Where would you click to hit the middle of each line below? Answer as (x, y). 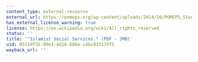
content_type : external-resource (47, 12)
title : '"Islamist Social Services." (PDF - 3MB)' (70, 39)
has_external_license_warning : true (51, 22)
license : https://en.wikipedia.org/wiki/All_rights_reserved (83, 28)
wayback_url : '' (26, 50)
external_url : (24, 17)
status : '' (19, 34)
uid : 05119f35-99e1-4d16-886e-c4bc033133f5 (60, 45)
